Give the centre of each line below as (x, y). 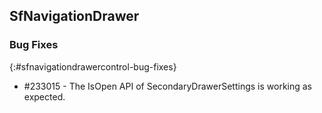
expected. (44, 96)
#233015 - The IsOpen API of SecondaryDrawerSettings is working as (168, 86)
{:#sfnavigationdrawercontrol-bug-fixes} (93, 66)
